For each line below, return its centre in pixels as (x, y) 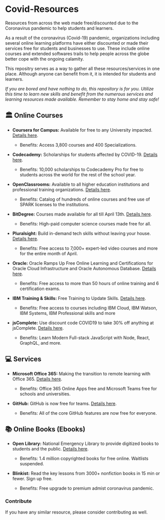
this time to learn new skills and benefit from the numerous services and (79, 94)
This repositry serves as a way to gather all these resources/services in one (82, 69)
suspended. (32, 464)
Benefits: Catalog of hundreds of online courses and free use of (85, 199)
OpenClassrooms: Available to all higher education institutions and (81, 184)
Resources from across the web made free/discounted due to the (72, 23)
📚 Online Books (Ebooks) (45, 429)
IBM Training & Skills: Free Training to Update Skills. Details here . (79, 298)
